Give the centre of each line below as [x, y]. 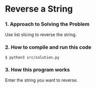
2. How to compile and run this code [48, 47]
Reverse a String [39, 9]
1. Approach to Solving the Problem [47, 24]
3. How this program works [38, 70]
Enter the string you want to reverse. [41, 80]
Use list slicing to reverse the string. [41, 35]
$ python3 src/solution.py [32, 57]
